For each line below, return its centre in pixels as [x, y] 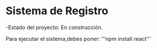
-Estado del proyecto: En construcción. [54, 27]
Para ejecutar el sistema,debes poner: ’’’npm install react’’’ [78, 39]
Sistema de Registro [57, 11]
